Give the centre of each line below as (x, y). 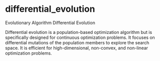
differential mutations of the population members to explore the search (77, 42)
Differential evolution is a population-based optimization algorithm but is (79, 32)
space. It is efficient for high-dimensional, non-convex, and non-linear (77, 48)
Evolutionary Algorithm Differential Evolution (50, 23)
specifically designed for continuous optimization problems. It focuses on (80, 37)
